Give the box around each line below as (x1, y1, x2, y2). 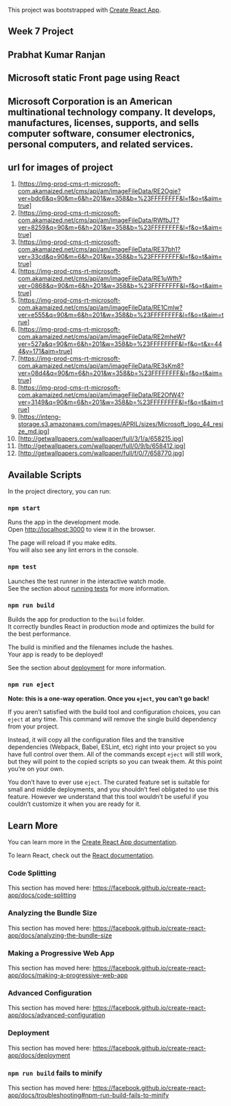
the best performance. (8, 630, 71, 638)
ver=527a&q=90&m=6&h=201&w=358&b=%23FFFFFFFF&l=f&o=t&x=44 (17, 340, 222, 348)
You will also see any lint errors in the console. (8, 546, 139, 554)
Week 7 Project (8, 25, 74, 37)
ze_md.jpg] (17, 428, 50, 436)
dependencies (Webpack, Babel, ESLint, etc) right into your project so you (8, 743, 217, 751)
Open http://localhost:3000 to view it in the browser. (8, 526, 156, 534)
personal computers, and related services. (8, 138, 194, 150)
